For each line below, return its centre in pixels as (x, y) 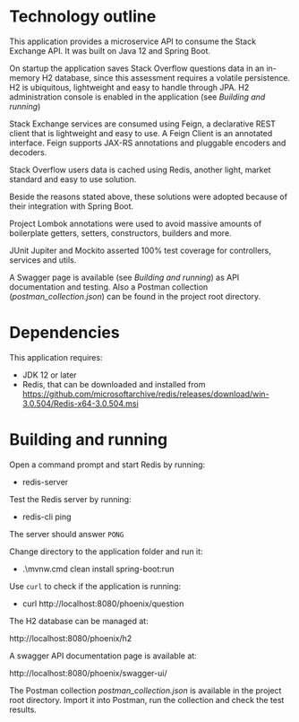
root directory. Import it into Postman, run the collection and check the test (147, 700)
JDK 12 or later (50, 375)
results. (23, 709)
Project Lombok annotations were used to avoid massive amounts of (136, 223)
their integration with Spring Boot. (72, 206)
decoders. (28, 152)
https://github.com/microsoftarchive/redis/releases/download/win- (146, 394)
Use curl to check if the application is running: (95, 586)
